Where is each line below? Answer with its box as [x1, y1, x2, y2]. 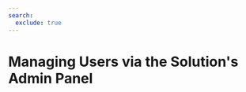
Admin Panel [8, 69, 93, 87]
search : [8, 11, 34, 20]
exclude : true [15, 19, 62, 27]
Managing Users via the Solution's [8, 53, 239, 71]
